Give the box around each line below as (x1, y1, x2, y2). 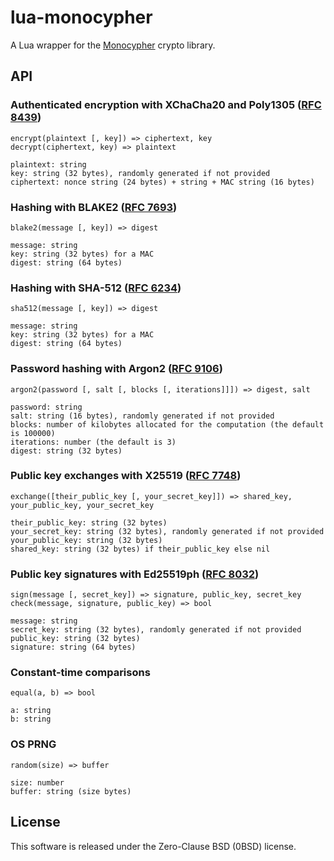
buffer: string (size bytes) (10, 786, 132, 796)
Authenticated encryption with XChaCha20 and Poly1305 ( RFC (10, 98, 322, 112)
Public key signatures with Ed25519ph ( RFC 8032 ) (10, 567, 260, 581)
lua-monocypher (10, 6, 153, 29)
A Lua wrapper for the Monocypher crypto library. (10, 39, 216, 51)
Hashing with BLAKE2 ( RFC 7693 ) (10, 200, 178, 214)
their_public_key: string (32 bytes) (10, 517, 168, 528)
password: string (10, 402, 83, 412)
